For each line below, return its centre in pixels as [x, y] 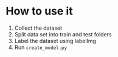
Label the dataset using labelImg [55, 41]
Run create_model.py [41, 47]
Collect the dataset [38, 28]
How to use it [40, 11]
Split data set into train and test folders [63, 34]
